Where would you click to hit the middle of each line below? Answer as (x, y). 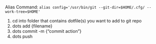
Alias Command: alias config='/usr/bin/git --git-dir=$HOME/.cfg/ (75, 7)
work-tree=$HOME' (23, 12)
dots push (22, 36)
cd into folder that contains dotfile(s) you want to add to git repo (77, 21)
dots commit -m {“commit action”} (47, 31)
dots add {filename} (32, 26)
